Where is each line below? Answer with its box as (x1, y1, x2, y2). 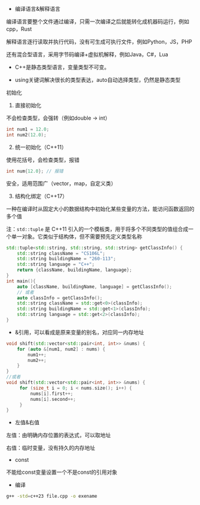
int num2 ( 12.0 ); (6, 132, 47, 138)
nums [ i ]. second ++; (30, 396, 76, 402)
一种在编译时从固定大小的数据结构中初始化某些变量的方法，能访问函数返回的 (6, 205, 195, 212)
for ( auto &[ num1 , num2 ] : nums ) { (17, 346, 106, 352)
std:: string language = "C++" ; (17, 261, 95, 267)
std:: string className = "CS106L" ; (17, 250, 106, 256)
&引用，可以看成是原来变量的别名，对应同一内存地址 (14, 328, 144, 336)
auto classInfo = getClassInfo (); (17, 295, 103, 301)
